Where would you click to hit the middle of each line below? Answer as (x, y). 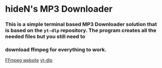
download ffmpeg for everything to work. (56, 50)
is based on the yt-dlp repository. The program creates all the (81, 30)
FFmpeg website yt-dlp (29, 60)
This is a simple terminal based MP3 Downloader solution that (81, 24)
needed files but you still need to (45, 37)
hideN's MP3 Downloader (59, 9)
